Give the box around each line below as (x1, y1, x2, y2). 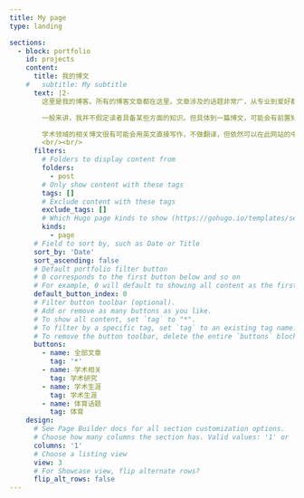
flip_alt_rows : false (33, 474, 116, 484)
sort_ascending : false (33, 255, 119, 265)
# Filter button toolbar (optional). (33, 298, 176, 307)
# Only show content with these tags (42, 180, 184, 189)
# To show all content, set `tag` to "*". (33, 314, 196, 324)
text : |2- (33, 88, 71, 98)
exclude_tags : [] (42, 206, 107, 215)
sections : (9, 38, 47, 47)
